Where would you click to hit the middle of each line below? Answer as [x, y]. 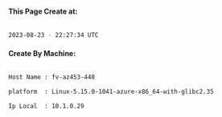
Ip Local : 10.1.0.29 [46, 107]
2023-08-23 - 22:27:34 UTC [53, 35]
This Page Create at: [43, 11]
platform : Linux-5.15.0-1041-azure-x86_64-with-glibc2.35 [111, 92]
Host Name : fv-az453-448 [51, 77]
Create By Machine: [42, 53]
